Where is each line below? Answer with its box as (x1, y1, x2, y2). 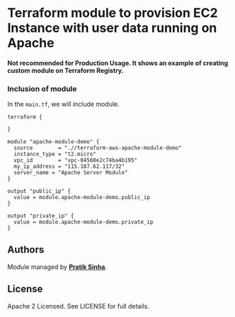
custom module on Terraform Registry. (7, 66, 124, 75)
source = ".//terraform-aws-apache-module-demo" (13, 145, 182, 152)
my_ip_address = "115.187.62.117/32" (13, 163, 125, 170)
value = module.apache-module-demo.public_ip (13, 194, 151, 201)
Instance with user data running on (7, 20, 217, 36)
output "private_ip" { (7, 213, 74, 220)
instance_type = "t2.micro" (13, 150, 97, 158)
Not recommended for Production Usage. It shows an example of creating (7, 59, 229, 67)
